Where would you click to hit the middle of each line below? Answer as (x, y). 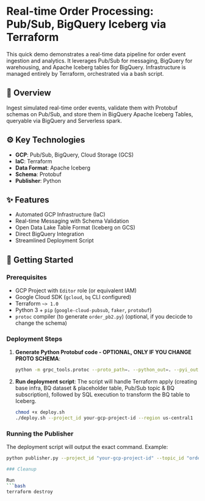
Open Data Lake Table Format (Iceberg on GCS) (75, 228)
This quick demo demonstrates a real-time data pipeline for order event (96, 54)
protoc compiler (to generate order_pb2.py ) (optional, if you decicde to (104, 317)
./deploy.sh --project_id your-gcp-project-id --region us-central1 (104, 418)
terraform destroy (30, 492)
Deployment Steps (34, 339)
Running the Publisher (40, 434)
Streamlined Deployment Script (54, 240)
